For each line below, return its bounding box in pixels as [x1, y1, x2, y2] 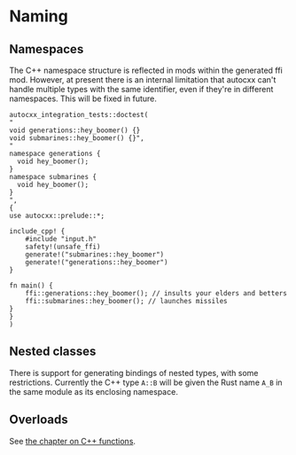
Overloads [9, 412, 68, 428]
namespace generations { [9, 149, 101, 158]
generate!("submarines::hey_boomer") [25, 250, 165, 259]
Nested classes [9, 344, 97, 359]
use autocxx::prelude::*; [9, 211, 105, 220]
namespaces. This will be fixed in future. [9, 93, 158, 104]
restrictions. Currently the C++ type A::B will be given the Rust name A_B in [9, 377, 283, 388]
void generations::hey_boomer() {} [9, 126, 141, 135]
